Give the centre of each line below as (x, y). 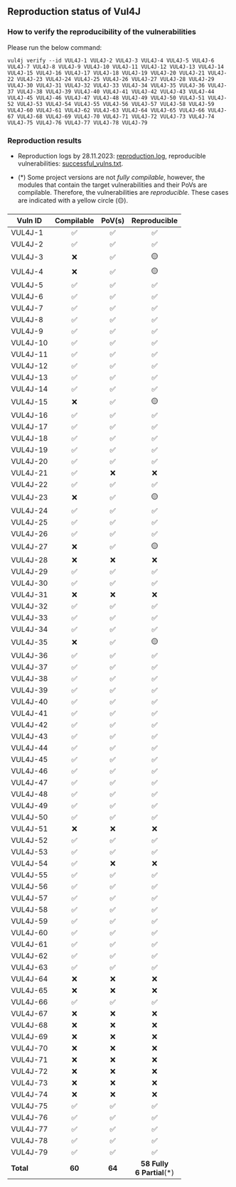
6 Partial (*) (154, 1172)
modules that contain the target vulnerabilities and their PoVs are (112, 185)
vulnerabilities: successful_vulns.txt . (70, 163)
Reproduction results (44, 140)
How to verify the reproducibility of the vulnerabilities (102, 32)
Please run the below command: (55, 47)
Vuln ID (29, 220)
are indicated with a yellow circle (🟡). (73, 200)
